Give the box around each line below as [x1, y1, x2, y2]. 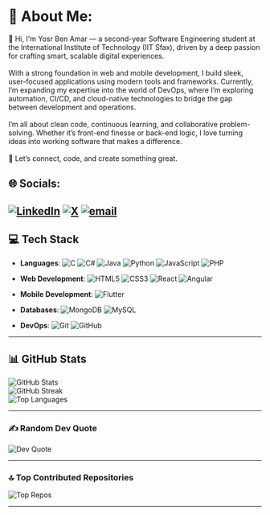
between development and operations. [8, 102, 137, 112]
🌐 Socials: [8, 177, 61, 191]
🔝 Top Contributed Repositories [8, 472, 134, 483]
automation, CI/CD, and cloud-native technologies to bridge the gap [8, 93, 233, 103]
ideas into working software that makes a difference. [8, 136, 182, 146]
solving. [8, 128, 35, 138]
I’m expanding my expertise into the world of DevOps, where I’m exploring [8, 84, 254, 95]
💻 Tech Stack [8, 233, 80, 246]
